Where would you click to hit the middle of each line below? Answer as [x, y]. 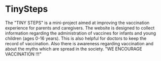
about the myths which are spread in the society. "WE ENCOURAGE [74, 49]
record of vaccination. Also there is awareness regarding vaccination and [79, 43]
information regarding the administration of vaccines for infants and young [80, 33]
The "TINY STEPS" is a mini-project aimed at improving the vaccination [77, 23]
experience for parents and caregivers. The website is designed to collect [80, 28]
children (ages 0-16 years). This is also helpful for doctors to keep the [76, 38]
